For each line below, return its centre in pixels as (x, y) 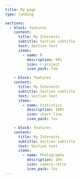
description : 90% (44, 60)
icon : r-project (43, 64)
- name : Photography (43, 155)
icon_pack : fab (42, 69)
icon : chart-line (44, 114)
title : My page (20, 10)
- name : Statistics (42, 105)
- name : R (32, 55)
